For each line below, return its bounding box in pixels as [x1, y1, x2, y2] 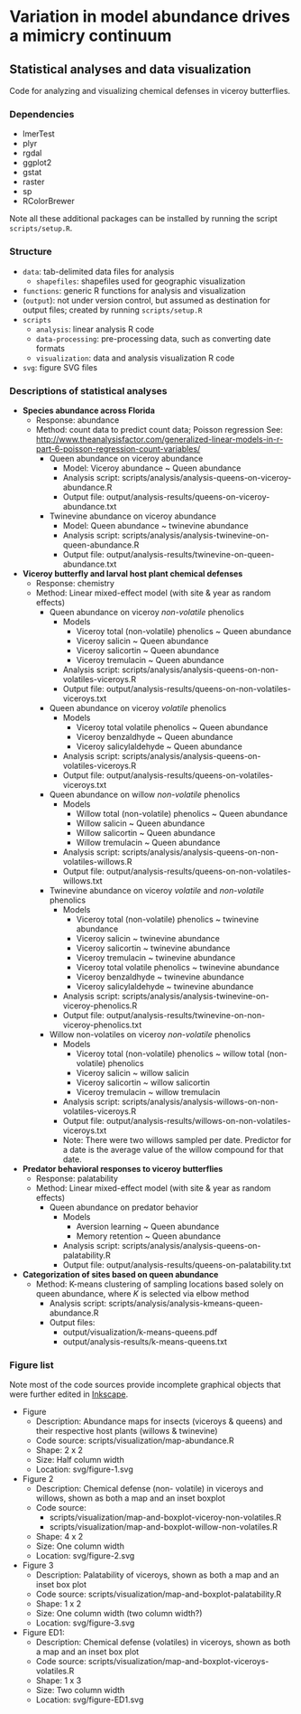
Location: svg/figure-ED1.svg [35, 1694, 144, 1705]
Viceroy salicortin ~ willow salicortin [76, 1077, 210, 1088]
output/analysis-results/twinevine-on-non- [106, 1009, 266, 1020]
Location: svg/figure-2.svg [35, 1550, 135, 1561]
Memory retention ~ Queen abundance [76, 1231, 221, 1241]
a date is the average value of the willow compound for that [62, 1144, 284, 1155]
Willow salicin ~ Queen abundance [76, 818, 205, 829]
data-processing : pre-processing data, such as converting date [35, 332, 271, 344]
